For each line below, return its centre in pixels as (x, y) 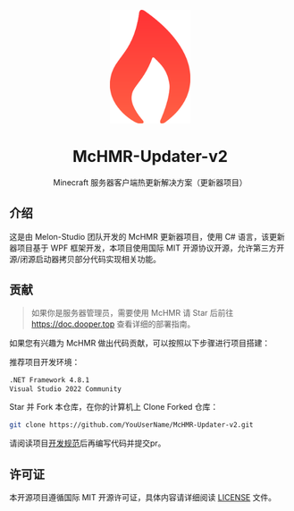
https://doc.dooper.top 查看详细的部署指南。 (113, 324)
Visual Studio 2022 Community (66, 389)
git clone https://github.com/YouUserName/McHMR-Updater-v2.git (131, 425)
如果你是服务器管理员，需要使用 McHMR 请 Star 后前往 (132, 313)
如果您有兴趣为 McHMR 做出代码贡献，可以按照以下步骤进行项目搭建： (140, 343)
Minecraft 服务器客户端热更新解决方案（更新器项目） (150, 182)
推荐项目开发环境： (45, 362)
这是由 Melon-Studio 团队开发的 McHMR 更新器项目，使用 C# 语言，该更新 (147, 236)
